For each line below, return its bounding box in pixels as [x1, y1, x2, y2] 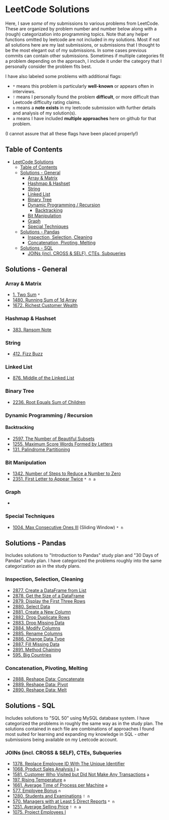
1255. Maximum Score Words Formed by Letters [12, 441, 113, 447]
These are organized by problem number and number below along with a [5, 25, 157, 31]
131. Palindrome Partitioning [12, 446, 71, 452]
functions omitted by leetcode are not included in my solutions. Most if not [5, 36, 160, 43]
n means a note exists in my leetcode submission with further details [12, 104, 156, 110]
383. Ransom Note [12, 326, 52, 332]
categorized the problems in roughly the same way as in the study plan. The [5, 720, 163, 726]
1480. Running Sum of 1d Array [12, 297, 77, 303]
